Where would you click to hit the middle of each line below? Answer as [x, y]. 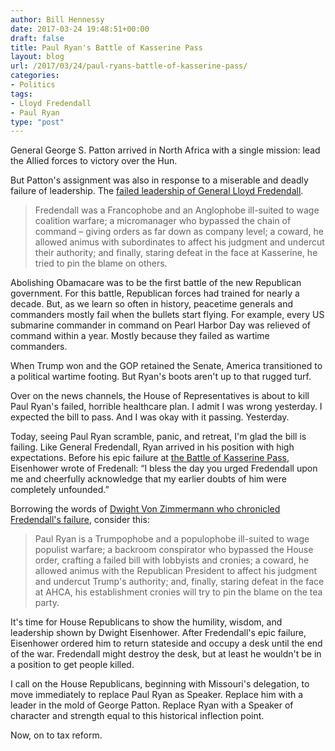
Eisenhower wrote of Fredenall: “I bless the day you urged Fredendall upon [164, 468]
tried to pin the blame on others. [101, 263]
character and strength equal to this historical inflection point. [137, 716]
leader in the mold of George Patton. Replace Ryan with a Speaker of [152, 705]
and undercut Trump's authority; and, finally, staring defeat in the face [179, 582]
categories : [35, 76]
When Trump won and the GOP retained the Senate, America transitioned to [166, 366]
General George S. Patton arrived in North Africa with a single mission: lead [165, 150]
